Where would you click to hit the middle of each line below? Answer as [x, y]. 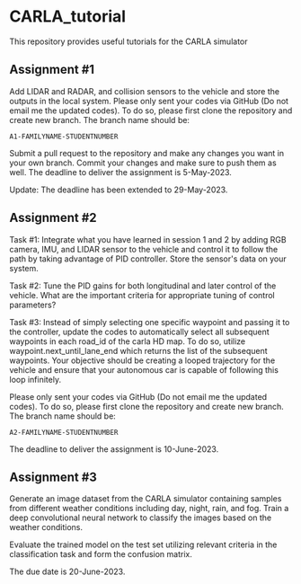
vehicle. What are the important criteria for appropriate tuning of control [142, 295]
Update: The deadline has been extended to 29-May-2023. [119, 190]
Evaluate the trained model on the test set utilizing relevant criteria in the [143, 544]
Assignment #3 [53, 477]
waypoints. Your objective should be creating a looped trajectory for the [142, 360]
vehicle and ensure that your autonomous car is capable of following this [144, 369]
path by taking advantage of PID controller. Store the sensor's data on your [148, 259]
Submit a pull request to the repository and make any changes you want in [147, 153]
